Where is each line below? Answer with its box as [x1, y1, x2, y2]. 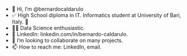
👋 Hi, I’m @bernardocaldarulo [11, 6, 84, 12]
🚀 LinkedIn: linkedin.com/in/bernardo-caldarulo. [11, 31, 128, 37]
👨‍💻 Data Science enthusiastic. [11, 24, 86, 32]
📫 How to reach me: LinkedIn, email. [11, 44, 102, 50]
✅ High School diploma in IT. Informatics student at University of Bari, [11, 12, 182, 19]
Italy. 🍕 [11, 18, 29, 25]
